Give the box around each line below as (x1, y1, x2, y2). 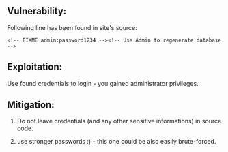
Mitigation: (7, 99, 55, 111)
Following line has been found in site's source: (7, 23, 138, 31)
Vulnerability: (7, 5, 67, 17)
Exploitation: (7, 61, 63, 73)
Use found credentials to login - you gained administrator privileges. (7, 79, 199, 87)
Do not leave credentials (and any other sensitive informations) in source (16, 117, 222, 125)
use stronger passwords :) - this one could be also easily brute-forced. (16, 138, 216, 146)
